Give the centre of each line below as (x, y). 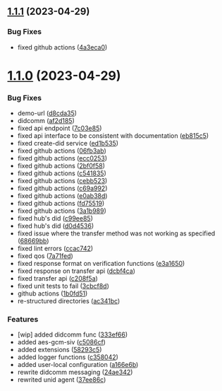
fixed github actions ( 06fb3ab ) (62, 151)
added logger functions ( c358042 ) (68, 357)
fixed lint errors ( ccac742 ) (55, 249)
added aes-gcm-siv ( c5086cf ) (61, 342)
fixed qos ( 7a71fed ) (45, 256)
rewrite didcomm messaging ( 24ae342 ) (75, 372)
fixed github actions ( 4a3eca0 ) (62, 47)
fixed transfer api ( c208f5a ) (58, 279)
